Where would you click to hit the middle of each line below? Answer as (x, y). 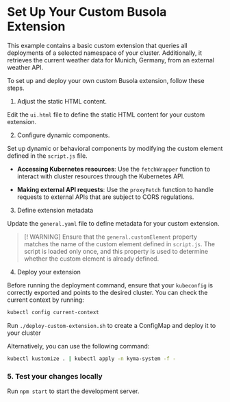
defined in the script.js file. (47, 156)
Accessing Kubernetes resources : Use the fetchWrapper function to (114, 169)
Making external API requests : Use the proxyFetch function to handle (115, 189)
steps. (16, 88)
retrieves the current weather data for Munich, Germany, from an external (111, 60)
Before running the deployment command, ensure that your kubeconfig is (110, 285)
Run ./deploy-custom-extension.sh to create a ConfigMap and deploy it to (112, 325)
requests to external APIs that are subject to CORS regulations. (105, 197)
